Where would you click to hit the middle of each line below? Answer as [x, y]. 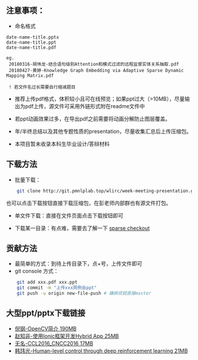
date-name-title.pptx [33, 37]
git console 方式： [37, 271]
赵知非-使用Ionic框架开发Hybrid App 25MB [67, 336]
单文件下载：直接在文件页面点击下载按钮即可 [69, 215]
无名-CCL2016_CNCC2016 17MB [54, 343]
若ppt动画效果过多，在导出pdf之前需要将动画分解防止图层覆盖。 [93, 119]
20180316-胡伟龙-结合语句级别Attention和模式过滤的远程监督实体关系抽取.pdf [94, 64]
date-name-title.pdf [32, 47]
